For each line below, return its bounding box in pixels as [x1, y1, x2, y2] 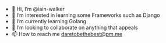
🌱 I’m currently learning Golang [11, 18, 86, 24]
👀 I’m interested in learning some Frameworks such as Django [11, 12, 160, 19]
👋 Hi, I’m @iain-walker [11, 6, 65, 12]
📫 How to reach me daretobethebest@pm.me [11, 31, 123, 37]
